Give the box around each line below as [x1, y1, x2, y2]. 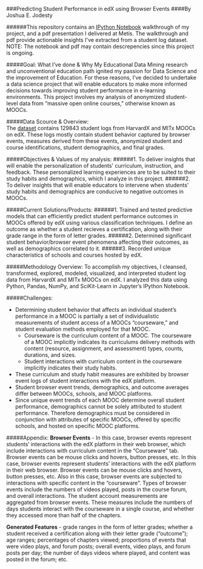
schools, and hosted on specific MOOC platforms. [15, 422, 141, 429]
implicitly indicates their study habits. [24, 364, 117, 371]
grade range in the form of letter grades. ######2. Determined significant [6, 232, 192, 239]
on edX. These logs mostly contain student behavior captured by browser [6, 131, 190, 138]
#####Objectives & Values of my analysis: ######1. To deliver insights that [6, 156, 195, 163]
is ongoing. [6, 49, 35, 57]
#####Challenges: [6, 294, 53, 302]
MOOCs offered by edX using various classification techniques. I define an [6, 219, 193, 226]
